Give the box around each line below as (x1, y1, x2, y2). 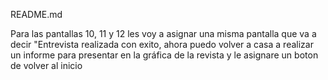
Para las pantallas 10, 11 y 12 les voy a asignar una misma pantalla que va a (10, 28, 317, 39)
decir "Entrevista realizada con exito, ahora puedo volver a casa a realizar (10, 39, 314, 50)
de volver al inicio (10, 60, 83, 71)
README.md (10, 9, 63, 20)
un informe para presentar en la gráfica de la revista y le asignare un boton (10, 49, 319, 61)
